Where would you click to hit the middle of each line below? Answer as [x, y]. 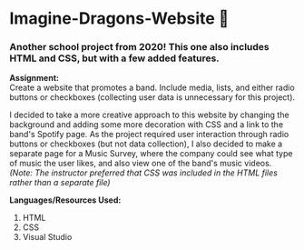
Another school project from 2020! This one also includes [139, 47]
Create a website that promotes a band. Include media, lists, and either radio [152, 88]
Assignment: [34, 78]
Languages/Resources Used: [65, 200]
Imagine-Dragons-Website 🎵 [119, 19]
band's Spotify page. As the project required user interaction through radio [149, 135]
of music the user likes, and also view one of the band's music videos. [141, 164]
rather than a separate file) [60, 183]
